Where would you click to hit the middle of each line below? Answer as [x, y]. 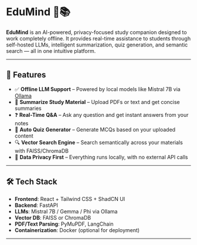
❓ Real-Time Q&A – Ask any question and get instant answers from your [101, 115]
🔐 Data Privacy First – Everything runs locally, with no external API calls [101, 157]
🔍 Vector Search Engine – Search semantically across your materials [98, 142]
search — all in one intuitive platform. [51, 51]
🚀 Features [26, 75]
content [24, 136]
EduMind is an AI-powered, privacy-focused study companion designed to [96, 32]
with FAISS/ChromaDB [42, 150]
